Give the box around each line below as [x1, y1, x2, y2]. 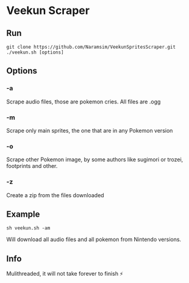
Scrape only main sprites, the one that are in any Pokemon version [6, 127, 173, 134]
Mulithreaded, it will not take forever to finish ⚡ [6, 270, 124, 278]
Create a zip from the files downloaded [6, 191, 105, 198]
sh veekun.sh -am [6, 225, 51, 231]
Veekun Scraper [6, 4, 90, 18]
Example [6, 209, 40, 219]
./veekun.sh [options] [6, 49, 64, 55]
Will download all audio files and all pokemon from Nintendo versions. [6, 236, 182, 243]
